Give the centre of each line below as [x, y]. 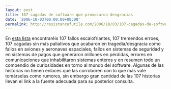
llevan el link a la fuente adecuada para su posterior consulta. [70, 81]
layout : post [19, 10]
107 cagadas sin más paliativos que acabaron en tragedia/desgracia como [83, 44]
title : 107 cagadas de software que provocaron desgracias [69, 15]
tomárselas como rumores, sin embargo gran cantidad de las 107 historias [83, 76]
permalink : [17, 24]
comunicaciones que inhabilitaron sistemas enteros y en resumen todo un [83, 60]
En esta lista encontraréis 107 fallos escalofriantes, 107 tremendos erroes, [82, 38]
